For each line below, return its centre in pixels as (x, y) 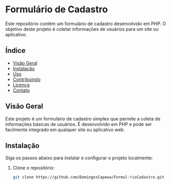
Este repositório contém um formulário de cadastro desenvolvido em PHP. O (86, 24)
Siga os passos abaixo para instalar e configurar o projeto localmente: (79, 158)
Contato (21, 90)
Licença (21, 85)
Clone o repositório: (34, 168)
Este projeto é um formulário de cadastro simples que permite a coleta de (83, 118)
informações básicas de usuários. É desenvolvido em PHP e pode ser (79, 124)
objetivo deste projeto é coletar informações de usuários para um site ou (82, 29)
